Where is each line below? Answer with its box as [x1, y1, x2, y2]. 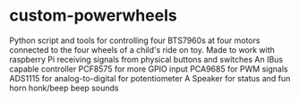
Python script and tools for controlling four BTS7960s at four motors [9, 35, 261, 46]
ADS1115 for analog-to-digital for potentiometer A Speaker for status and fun [9, 72, 291, 83]
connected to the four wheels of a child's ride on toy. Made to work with [9, 44, 276, 55]
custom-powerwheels [9, 5, 177, 26]
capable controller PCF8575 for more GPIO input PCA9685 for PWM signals [9, 64, 288, 74]
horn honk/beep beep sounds [9, 82, 119, 93]
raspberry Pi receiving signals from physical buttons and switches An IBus [9, 54, 284, 64]
